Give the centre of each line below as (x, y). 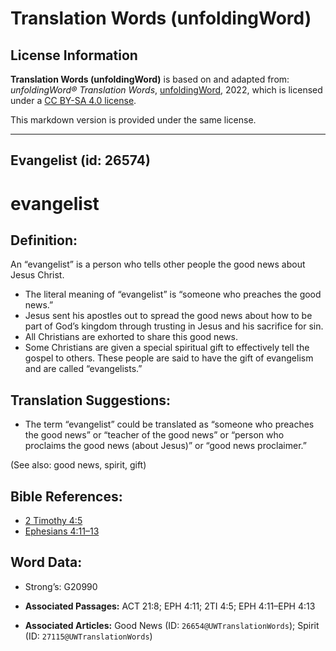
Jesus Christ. (37, 275)
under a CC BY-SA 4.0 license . (73, 100)
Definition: (44, 240)
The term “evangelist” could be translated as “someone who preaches (169, 424)
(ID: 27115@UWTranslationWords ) (88, 636)
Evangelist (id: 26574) (80, 160)
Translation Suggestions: (91, 400)
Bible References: (66, 496)
